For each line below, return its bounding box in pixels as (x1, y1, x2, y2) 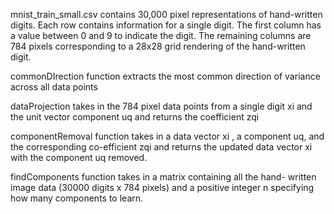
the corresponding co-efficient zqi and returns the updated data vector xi (10, 141, 313, 153)
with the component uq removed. (10, 152, 148, 163)
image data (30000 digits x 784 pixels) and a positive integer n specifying (10, 182, 315, 193)
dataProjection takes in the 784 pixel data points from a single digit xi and (10, 100, 313, 112)
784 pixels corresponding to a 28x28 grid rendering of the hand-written (10, 40, 306, 52)
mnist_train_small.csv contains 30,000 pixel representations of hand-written (10, 9, 323, 20)
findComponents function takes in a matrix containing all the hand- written (10, 171, 317, 183)
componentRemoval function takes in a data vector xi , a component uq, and (10, 130, 325, 142)
